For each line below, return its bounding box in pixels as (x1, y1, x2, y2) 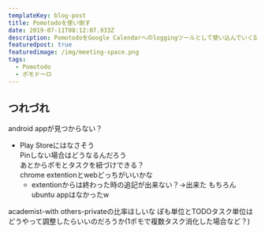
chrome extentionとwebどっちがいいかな (19, 171, 154, 180)
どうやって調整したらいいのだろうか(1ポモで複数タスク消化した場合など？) (8, 216, 251, 226)
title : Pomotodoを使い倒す (8, 19, 91, 27)
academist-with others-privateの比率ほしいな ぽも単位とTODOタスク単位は (8, 207, 254, 216)
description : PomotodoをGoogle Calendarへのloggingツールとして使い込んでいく (8, 33, 254, 42)
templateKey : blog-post (8, 11, 87, 20)
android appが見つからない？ (8, 124, 103, 133)
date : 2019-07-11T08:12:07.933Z (8, 26, 114, 34)
